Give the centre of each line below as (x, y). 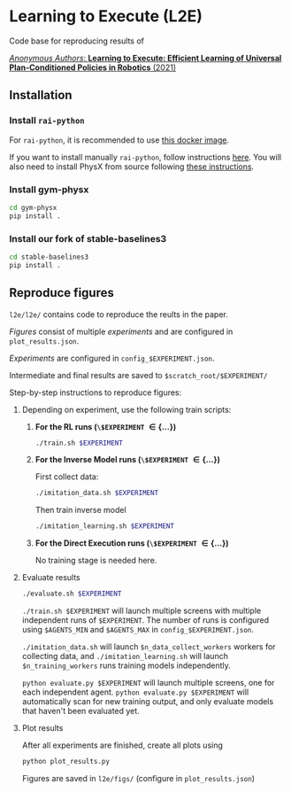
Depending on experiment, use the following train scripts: (126, 409)
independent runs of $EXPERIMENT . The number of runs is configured (145, 620)
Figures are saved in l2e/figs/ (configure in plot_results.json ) (138, 778)
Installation (41, 95)
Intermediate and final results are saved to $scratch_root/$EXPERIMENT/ (138, 375)
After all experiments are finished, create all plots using (123, 745)
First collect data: (67, 477)
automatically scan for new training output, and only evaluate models (148, 702)
